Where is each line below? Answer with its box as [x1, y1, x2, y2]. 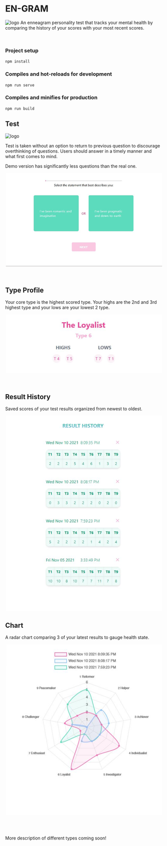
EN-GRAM [5, 3, 48, 15]
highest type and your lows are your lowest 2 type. [5, 305, 110, 311]
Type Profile [5, 286, 44, 294]
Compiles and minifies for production [5, 94, 97, 101]
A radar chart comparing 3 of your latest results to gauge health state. [5, 634, 149, 640]
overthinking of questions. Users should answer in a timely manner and [5, 148, 152, 154]
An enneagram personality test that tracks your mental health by [20, 20, 153, 26]
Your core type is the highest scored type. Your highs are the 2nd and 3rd [5, 299, 157, 305]
